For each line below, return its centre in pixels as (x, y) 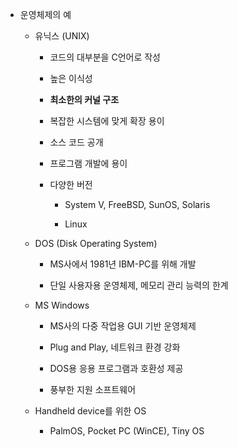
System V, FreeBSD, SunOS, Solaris (137, 204)
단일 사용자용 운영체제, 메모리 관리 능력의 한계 (139, 285)
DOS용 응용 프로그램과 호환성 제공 (116, 368)
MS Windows (62, 305)
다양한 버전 (71, 184)
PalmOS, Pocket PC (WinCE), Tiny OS (127, 431)
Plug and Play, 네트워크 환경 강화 (115, 347)
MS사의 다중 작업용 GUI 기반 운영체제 (123, 326)
